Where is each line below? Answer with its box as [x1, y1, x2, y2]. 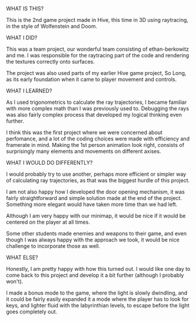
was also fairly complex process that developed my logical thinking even [6, 112, 182, 118]
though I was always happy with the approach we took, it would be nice [6, 236, 180, 243]
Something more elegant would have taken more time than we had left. [6, 201, 178, 208]
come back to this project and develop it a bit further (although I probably [6, 271, 184, 279]
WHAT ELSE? [6, 254, 38, 261]
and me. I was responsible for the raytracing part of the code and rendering [6, 52, 190, 58]
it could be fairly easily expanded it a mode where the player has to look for [6, 296, 189, 303]
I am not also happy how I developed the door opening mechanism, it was [6, 188, 185, 195]
